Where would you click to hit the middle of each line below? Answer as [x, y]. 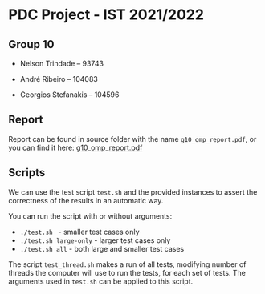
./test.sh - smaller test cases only [79, 232]
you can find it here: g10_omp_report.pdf [75, 147]
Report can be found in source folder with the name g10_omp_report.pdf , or [132, 139]
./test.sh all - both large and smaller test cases [102, 248]
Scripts [27, 173]
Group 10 [31, 44]
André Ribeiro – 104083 [59, 79]
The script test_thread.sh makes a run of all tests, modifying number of [127, 264]
